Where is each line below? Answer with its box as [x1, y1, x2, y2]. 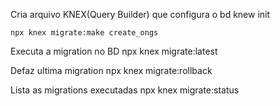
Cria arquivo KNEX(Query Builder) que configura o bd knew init [10, 9, 271, 20]
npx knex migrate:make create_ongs [10, 28, 159, 38]
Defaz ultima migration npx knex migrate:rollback [10, 65, 213, 76]
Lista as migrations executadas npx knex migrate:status [10, 84, 240, 96]
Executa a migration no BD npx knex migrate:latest [10, 45, 218, 57]
